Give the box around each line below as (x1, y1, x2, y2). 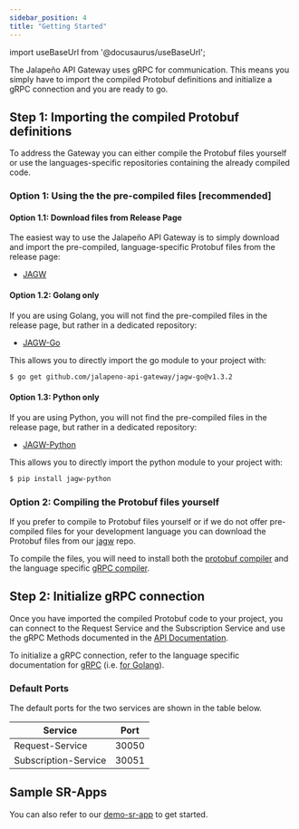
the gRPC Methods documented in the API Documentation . (9, 631, 229, 643)
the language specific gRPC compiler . (9, 563, 150, 574)
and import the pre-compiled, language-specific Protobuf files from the (9, 242, 276, 253)
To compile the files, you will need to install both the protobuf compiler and (9, 553, 289, 564)
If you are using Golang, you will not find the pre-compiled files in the (9, 310, 268, 321)
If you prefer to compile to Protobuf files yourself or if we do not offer (9, 516, 268, 526)
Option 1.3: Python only (9, 391, 100, 403)
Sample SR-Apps (9, 785, 108, 800)
